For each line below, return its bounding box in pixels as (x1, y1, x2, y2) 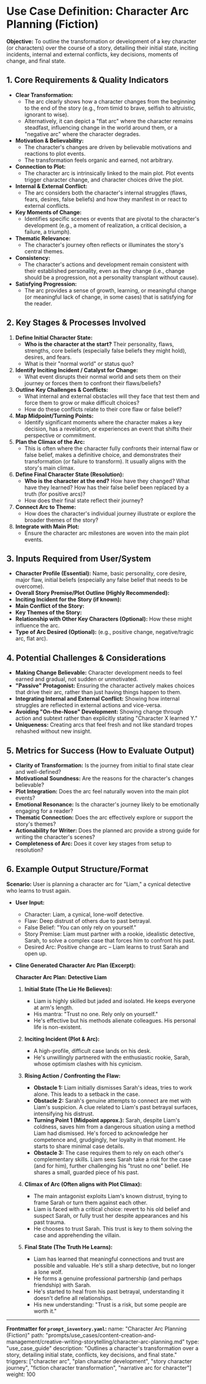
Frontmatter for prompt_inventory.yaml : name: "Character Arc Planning (6, 1325, 187, 1332)
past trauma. (33, 1218, 66, 1226)
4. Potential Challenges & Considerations (6, 652, 167, 663)
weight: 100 (6, 1371, 36, 1378)
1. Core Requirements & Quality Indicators (6, 75, 169, 85)
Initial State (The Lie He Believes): (24, 985, 112, 993)
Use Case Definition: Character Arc (6, 4, 189, 18)
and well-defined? (15, 768, 61, 775)
